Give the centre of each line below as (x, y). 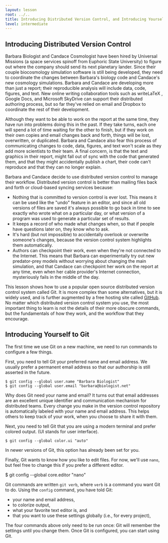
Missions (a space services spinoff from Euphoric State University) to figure (83, 62)
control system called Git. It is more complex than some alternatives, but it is (84, 292)
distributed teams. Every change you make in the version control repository (83, 406)
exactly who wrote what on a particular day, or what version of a (78, 213)
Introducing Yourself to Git (47, 335)
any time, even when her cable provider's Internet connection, (76, 272)
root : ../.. (17, 15)
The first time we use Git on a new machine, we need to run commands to (81, 346)
